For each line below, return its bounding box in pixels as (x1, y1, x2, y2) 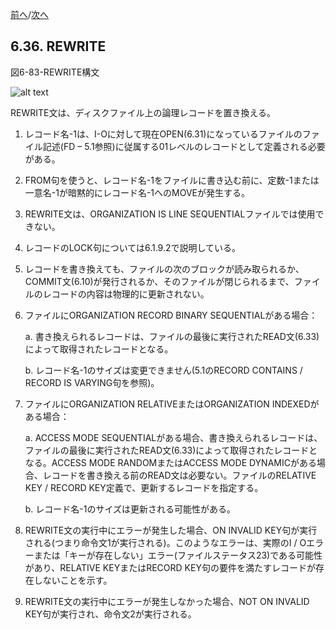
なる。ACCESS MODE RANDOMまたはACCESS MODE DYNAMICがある (24, 456, 317, 468)
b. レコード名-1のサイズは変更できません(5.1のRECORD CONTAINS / (24, 364, 303, 376)
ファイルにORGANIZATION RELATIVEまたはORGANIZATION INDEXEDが (24, 398, 320, 410)
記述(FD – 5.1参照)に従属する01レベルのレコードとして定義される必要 (42, 140, 326, 152)
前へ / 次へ (10, 9, 50, 20)
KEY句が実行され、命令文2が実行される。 (24, 608, 197, 620)
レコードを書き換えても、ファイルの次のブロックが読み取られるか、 (24, 263, 305, 275)
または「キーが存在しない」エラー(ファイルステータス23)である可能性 (33, 549, 323, 561)
